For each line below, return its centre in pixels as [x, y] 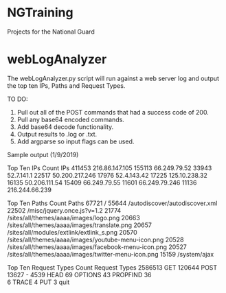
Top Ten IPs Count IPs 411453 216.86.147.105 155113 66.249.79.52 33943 [110, 168]
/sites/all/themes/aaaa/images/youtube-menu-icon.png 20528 [95, 239]
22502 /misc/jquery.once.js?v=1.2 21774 [64, 210]
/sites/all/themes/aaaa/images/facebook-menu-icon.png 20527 [97, 247]
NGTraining [40, 13]
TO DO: [18, 99]
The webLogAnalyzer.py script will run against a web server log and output [113, 78]
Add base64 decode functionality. [65, 127]
